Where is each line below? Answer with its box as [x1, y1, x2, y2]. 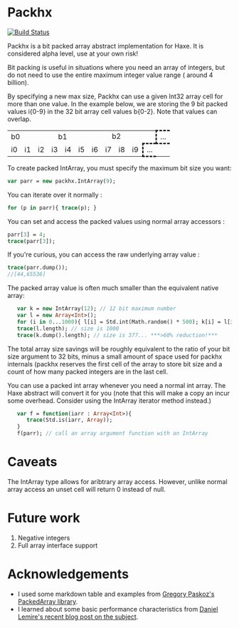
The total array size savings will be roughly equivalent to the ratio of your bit [7, 344, 230, 353]
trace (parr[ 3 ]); [7, 237, 55, 244]
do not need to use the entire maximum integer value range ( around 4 [7, 71, 213, 79]
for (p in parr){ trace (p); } [7, 204, 97, 211]
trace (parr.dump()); [7, 264, 69, 272]
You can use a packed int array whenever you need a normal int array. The [7, 381, 226, 389]
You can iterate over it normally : [7, 190, 102, 199]
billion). [7, 78, 29, 86]
